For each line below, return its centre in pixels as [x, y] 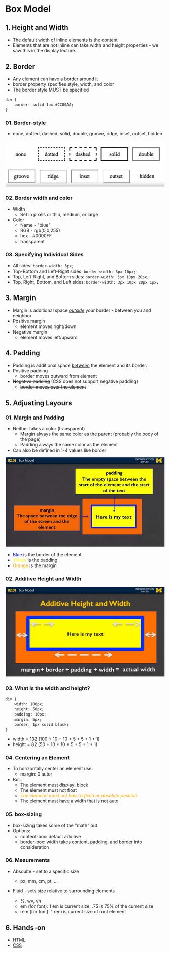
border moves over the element [53, 387]
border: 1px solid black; [42, 725]
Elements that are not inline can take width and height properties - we [86, 45]
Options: [22, 831]
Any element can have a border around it [55, 79]
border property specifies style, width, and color [63, 84]
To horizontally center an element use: [53, 769]
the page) [30, 439]
